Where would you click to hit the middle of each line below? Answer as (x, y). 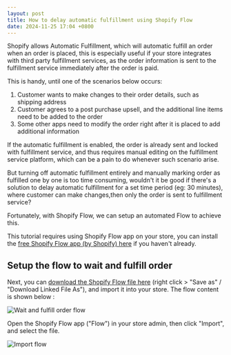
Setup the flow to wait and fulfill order (90, 266)
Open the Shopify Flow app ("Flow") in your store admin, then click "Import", (116, 324)
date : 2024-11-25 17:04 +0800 (51, 26)
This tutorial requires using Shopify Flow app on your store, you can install (113, 236)
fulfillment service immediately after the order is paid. (83, 68)
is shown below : (31, 297)
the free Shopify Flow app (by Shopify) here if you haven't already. (102, 244)
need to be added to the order (60, 117)
